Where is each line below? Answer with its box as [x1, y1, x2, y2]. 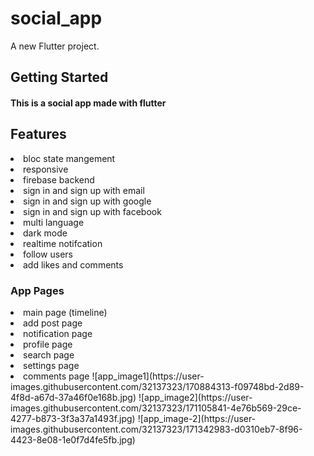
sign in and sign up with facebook [23, 205, 162, 217]
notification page [23, 328, 93, 340]
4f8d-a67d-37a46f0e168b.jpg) [10, 392, 137, 404]
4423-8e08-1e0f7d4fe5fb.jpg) [10, 434, 136, 446]
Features [10, 126, 67, 143]
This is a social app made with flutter [10, 97, 167, 109]
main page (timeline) [23, 307, 108, 319]
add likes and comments [23, 258, 124, 271]
